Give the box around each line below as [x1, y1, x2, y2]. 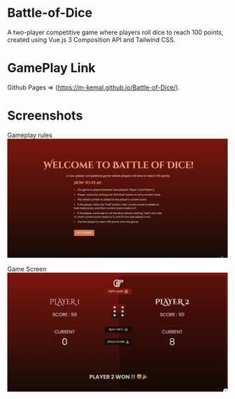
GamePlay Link [7, 60, 96, 76]
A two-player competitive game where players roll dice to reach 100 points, [7, 28, 224, 36]
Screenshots [7, 108, 83, 124]
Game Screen [7, 265, 47, 273]
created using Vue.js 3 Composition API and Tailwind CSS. [7, 35, 176, 43]
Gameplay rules [7, 131, 52, 139]
